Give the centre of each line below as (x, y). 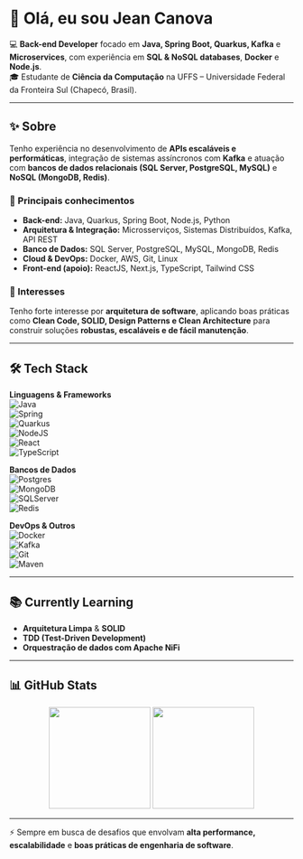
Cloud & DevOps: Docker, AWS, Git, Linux (100, 259)
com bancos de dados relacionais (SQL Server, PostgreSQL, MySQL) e (143, 167)
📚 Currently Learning (71, 602)
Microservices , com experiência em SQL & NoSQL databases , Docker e (144, 57)
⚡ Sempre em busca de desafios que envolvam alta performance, (133, 832)
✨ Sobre (33, 127)
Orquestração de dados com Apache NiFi (101, 647)
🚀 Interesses (37, 291)
